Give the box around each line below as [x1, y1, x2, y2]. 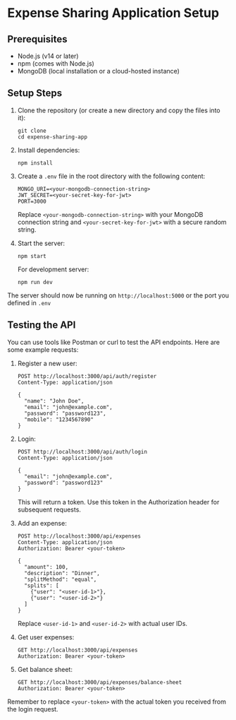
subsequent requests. [17, 505, 81, 514]
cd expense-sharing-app [17, 133, 88, 141]
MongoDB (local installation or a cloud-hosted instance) [17, 67, 180, 75]
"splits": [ [24, 582, 59, 589]
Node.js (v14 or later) [17, 52, 79, 60]
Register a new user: [17, 359, 77, 367]
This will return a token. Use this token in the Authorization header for [17, 497, 220, 506]
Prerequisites [7, 33, 68, 45]
